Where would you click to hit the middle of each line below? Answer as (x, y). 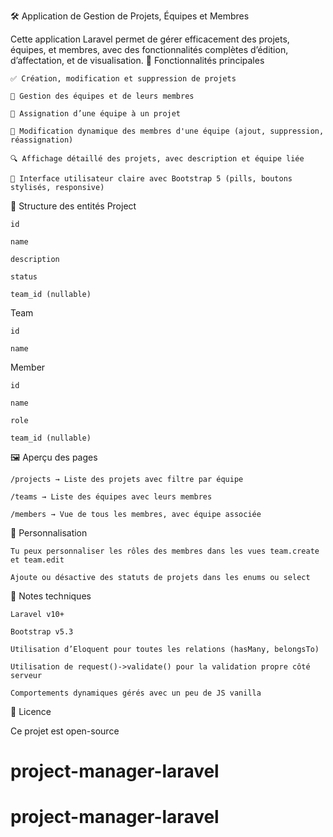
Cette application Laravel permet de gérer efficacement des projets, (150, 39)
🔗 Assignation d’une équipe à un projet (96, 114)
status (24, 277)
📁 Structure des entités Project (73, 206)
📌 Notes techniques (51, 596)
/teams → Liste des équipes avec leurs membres (111, 497)
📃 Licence (31, 711)
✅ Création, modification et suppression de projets (123, 79)
